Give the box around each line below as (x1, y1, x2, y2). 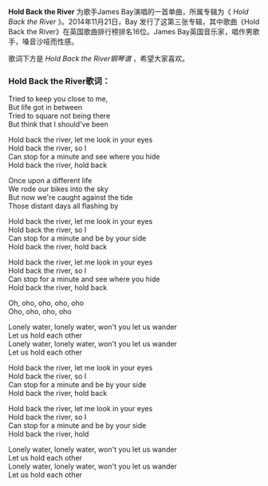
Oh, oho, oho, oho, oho (8, 298, 85, 308)
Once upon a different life (8, 176, 93, 186)
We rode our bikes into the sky (8, 184, 109, 194)
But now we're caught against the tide (8, 193, 133, 202)
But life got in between (8, 103, 83, 112)
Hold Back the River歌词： (8, 75, 111, 86)
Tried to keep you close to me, (8, 94, 108, 104)
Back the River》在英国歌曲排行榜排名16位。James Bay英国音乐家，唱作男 (8, 27, 253, 36)
